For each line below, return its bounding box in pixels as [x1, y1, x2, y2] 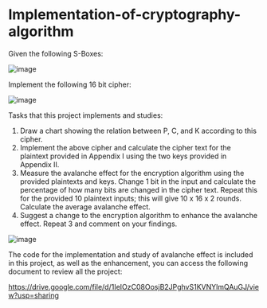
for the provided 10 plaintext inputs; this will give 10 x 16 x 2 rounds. [19, 193, 241, 203]
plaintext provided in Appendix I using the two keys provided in [19, 151, 227, 161]
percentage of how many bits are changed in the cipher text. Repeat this [19, 185, 257, 194]
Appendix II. [19, 159, 60, 169]
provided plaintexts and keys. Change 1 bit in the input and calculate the [19, 177, 257, 186]
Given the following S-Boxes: [8, 49, 104, 58]
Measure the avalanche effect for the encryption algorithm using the [19, 168, 245, 177]
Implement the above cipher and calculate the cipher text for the [19, 142, 231, 152]
